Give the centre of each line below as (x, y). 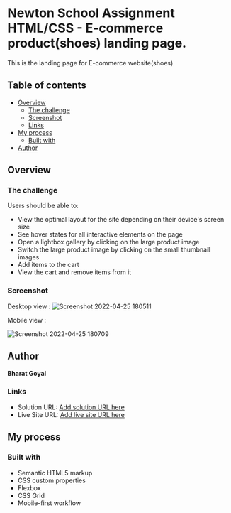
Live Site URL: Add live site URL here (71, 414)
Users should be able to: (43, 206)
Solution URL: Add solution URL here (71, 407)
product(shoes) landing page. (97, 43)
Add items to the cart (48, 265)
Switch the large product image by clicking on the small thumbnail (114, 249)
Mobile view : (27, 320)
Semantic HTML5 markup (55, 472)
